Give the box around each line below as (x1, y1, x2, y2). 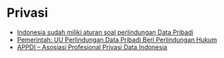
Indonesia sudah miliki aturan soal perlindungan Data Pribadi (16, 28, 194, 36)
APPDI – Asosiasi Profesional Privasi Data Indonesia (16, 43, 167, 51)
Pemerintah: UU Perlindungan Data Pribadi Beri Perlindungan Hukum (16, 35, 218, 43)
